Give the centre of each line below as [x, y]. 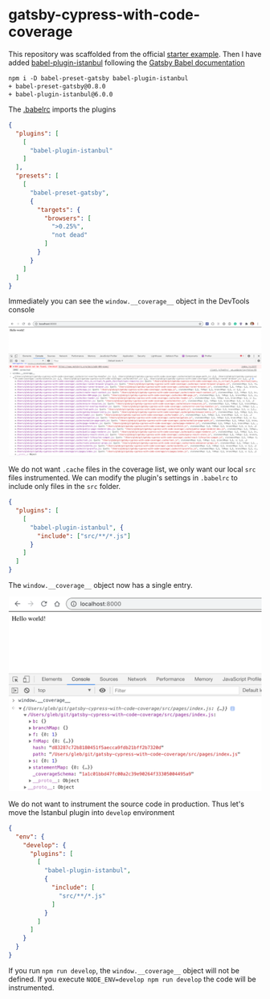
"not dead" [70, 235]
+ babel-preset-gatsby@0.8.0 [57, 86]
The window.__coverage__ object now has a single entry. [100, 585]
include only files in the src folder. [65, 487]
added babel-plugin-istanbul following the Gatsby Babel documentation [127, 63]
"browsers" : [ [67, 218]
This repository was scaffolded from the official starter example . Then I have [135, 54]
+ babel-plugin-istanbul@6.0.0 [61, 94]
